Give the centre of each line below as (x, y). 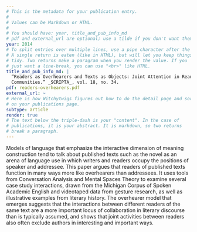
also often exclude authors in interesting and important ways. (80, 223)
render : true (22, 115)
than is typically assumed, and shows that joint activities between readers (95, 216)
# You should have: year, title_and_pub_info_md (67, 33)
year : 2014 (19, 45)
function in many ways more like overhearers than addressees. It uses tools (97, 173)
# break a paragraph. (33, 132)
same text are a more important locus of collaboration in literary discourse (96, 210)
